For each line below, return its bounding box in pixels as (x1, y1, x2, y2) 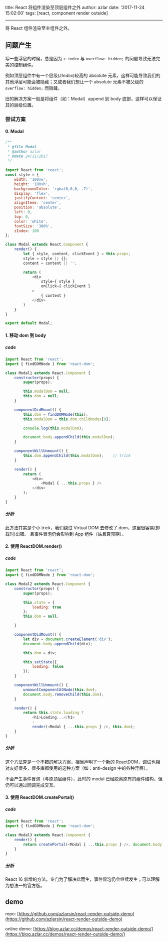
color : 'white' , (14, 219, 48, 224)
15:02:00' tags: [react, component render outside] (5, 10, 108, 16)
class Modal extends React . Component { (5, 242, 88, 247)
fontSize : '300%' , (14, 223, 52, 228)
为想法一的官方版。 (5, 883, 45, 889)
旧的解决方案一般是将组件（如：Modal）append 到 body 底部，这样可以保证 (5, 95, 162, 101)
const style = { (5, 172, 39, 177)
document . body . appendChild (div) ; (23, 641, 93, 646)
